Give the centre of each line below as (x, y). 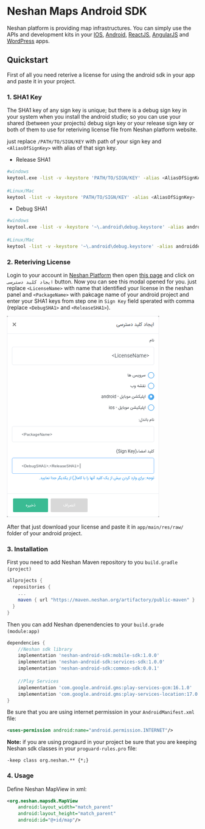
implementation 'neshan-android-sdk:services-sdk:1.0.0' (92, 662)
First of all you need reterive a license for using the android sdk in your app (101, 75)
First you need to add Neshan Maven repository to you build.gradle (92, 562)
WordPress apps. (29, 41)
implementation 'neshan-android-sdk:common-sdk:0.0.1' (89, 668)
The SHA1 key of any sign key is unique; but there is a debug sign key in (97, 110)
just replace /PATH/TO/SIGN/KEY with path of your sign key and (84, 142)
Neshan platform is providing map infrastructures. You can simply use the (99, 28)
